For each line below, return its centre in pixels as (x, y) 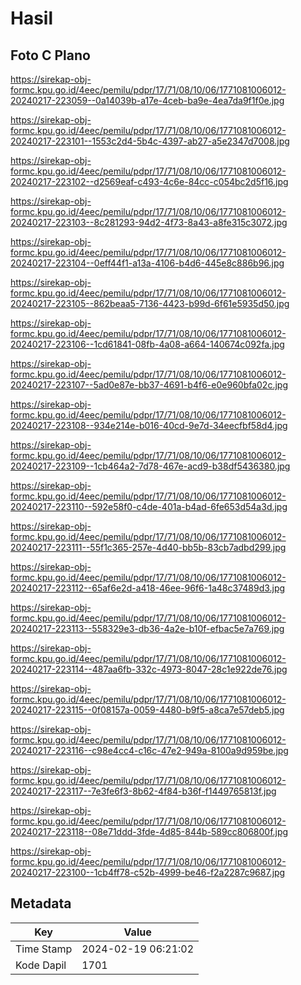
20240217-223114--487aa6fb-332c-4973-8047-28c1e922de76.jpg (149, 669)
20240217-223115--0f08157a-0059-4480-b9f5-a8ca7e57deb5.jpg (147, 710)
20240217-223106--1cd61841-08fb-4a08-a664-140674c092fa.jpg (147, 344)
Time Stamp (44, 949)
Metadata (41, 903)
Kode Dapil (41, 965)
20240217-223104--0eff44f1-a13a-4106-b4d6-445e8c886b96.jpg (147, 263)
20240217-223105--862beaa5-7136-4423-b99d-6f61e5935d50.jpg (150, 303)
